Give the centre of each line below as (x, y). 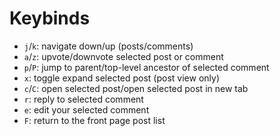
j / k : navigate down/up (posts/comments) (108, 46)
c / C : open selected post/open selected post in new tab (136, 88)
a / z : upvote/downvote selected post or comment (123, 56)
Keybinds (50, 18)
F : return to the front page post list (94, 120)
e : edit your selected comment (86, 109)
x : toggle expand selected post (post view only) (122, 78)
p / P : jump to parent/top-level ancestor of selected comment (146, 67)
